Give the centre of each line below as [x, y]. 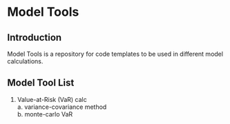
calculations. [25, 61]
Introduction [35, 38]
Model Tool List [41, 83]
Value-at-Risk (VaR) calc [52, 99]
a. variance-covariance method [62, 107]
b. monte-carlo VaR [45, 114]
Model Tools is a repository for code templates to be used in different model [115, 54]
